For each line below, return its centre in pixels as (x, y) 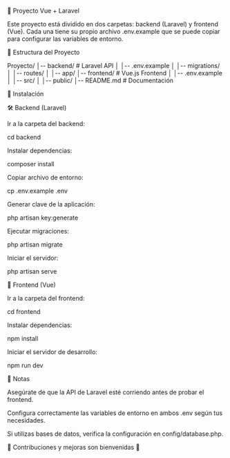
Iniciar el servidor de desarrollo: (52, 352)
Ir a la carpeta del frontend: (46, 298)
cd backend (24, 137)
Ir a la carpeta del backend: (46, 124)
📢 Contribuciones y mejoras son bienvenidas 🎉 (74, 447)
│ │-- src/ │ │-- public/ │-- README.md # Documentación (90, 80)
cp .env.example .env (37, 191)
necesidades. (26, 420)
